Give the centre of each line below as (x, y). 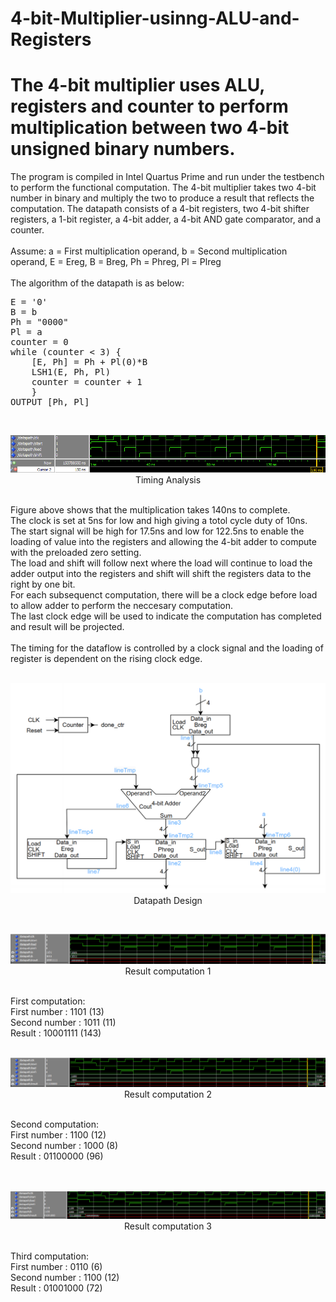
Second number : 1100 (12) (65, 1278)
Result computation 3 (168, 1226)
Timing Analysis (168, 479)
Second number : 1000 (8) (64, 1145)
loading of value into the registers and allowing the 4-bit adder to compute (163, 541)
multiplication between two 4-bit (150, 128)
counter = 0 (39, 342)
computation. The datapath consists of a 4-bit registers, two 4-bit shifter (160, 209)
